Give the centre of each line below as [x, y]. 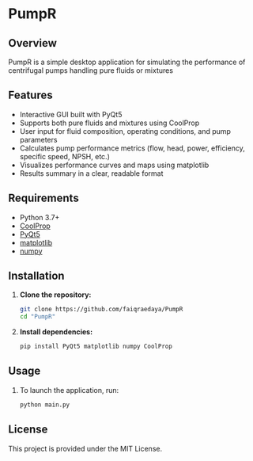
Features [30, 95]
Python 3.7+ [40, 217]
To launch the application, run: [69, 390]
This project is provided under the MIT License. [85, 448]
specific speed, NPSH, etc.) [65, 156]
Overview [33, 43]
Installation [36, 276]
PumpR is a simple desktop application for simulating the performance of [127, 62]
